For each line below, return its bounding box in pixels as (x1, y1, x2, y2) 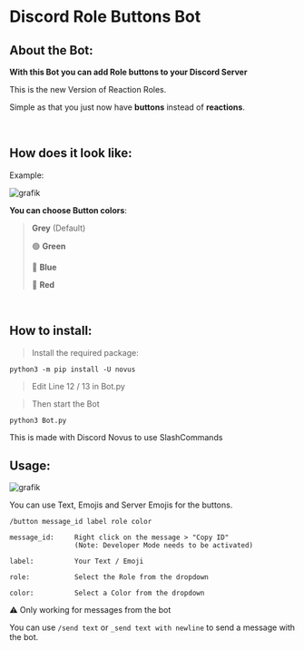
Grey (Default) (31, 222, 86, 233)
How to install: (9, 323, 93, 339)
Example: (9, 170, 44, 181)
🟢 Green (31, 241, 66, 251)
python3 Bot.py (9, 416, 67, 425)
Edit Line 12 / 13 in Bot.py (31, 380, 125, 391)
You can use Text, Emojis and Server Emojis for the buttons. (9, 499, 233, 510)
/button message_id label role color (9, 517, 152, 527)
